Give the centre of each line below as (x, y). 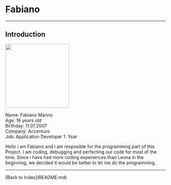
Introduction (25, 34)
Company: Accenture (27, 131)
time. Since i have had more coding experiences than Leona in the (75, 157)
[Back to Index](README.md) (36, 177)
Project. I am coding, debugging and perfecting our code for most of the (81, 152)
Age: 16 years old (23, 120)
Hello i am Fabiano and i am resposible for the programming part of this (80, 146)
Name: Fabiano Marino (29, 115)
